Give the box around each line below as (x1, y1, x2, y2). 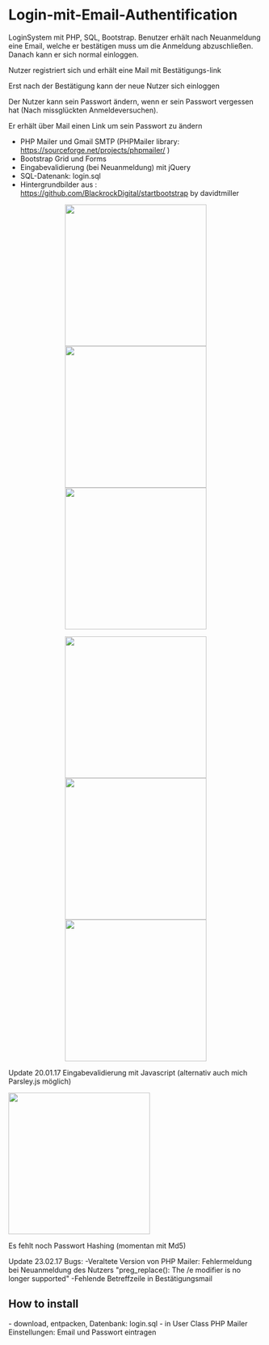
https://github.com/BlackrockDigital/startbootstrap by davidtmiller (19, 188, 240, 197)
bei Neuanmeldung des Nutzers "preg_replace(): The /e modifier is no (8, 1265, 242, 1275)
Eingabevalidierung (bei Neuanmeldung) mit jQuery (19, 162, 191, 172)
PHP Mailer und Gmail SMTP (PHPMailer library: (19, 136, 180, 146)
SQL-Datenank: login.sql (19, 171, 101, 180)
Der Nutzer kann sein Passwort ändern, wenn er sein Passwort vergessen (8, 96, 254, 106)
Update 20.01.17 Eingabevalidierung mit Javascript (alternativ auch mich (8, 1067, 248, 1077)
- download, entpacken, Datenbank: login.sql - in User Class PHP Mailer (8, 1318, 248, 1328)
